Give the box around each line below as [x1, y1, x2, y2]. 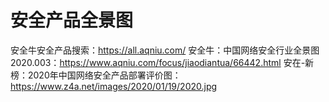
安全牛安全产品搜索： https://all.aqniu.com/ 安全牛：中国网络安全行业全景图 [10, 44, 320, 56]
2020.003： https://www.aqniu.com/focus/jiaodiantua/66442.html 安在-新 [10, 56, 315, 68]
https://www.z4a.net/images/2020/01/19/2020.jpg [10, 80, 218, 92]
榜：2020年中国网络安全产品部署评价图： [10, 69, 182, 81]
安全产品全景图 [10, 9, 134, 32]
